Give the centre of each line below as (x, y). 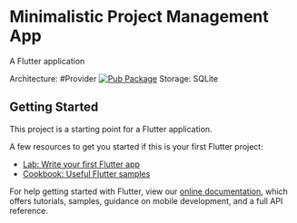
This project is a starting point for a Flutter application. (111, 129)
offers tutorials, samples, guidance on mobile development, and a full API (146, 200)
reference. (29, 210)
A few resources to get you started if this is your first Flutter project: (136, 146)
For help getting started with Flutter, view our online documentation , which (149, 191)
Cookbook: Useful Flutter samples (86, 173)
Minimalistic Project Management (139, 17)
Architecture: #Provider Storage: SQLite (114, 78)
